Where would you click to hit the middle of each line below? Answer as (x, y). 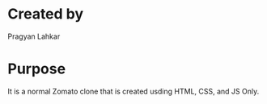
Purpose (37, 69)
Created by (46, 14)
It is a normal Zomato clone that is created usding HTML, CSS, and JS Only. (133, 91)
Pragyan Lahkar (34, 36)
